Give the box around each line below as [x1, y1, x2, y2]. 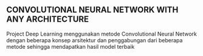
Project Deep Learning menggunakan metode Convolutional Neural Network [6, 30, 198, 37]
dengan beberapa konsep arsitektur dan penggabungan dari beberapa [6, 36, 183, 44]
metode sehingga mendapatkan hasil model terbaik [6, 43, 135, 50]
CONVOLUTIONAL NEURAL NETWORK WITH [6, 5, 179, 15]
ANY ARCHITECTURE [6, 14, 89, 25]
